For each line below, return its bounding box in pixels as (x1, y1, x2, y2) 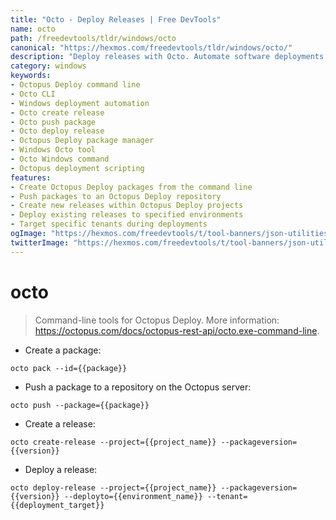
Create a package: (24, 344, 102, 356)
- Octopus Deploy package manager (10, 136, 155, 146)
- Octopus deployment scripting (10, 163, 145, 173)
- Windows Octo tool (10, 145, 97, 155)
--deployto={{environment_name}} (63, 491, 203, 501)
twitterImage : (10, 237, 70, 248)
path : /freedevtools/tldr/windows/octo (10, 33, 177, 43)
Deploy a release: (24, 463, 98, 475)
